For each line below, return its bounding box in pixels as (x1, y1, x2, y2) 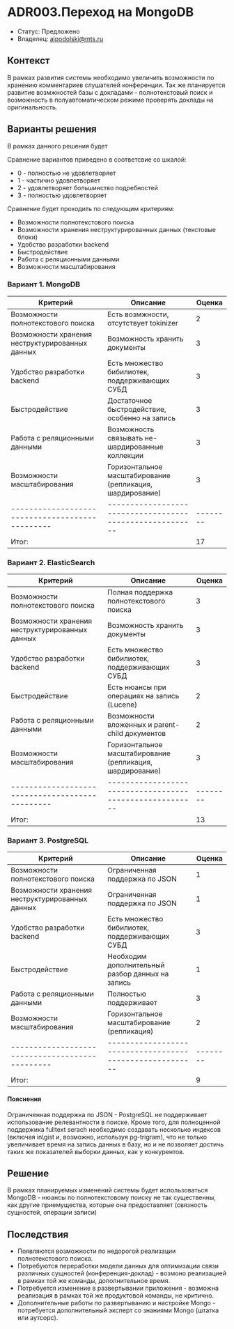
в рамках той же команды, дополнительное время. (17, 1277, 171, 1285)
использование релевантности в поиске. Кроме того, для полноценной (7, 1118, 221, 1126)
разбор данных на (107, 969, 169, 979)
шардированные (107, 442, 164, 452)
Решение (7, 1168, 49, 1180)
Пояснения (7, 1095, 42, 1103)
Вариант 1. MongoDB (7, 279, 81, 289)
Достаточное (107, 395, 153, 405)
